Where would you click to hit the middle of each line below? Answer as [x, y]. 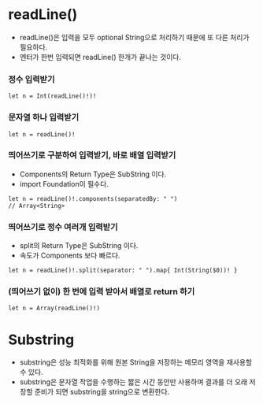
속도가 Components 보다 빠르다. [70, 256]
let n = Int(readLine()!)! [52, 96]
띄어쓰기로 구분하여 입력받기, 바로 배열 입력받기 [92, 155]
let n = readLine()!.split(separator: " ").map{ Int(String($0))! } [123, 271]
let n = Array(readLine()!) [54, 309]
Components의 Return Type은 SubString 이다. [93, 174]
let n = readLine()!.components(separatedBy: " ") [93, 198]
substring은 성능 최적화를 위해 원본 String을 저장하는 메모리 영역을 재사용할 [136, 362]
